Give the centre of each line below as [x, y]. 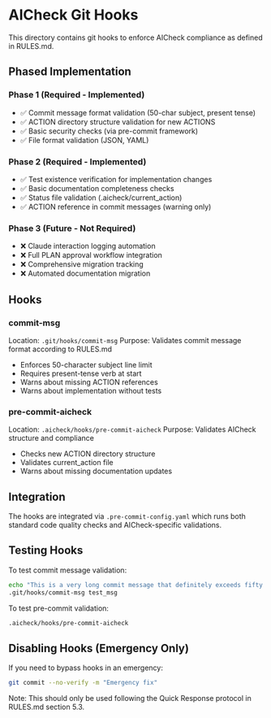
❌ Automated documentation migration [85, 273]
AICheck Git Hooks [73, 15]
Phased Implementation [70, 72]
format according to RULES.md [60, 349]
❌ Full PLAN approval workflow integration [91, 255]
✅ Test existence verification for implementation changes [116, 179]
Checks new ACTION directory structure [88, 454]
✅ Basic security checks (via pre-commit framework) [109, 131]
